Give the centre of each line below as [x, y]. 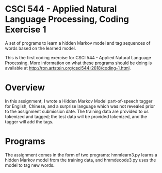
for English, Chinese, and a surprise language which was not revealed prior [80, 106]
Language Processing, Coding [67, 19]
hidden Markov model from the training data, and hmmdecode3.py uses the [81, 160]
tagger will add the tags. [29, 121]
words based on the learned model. [40, 48]
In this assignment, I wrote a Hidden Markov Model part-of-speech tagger [79, 101]
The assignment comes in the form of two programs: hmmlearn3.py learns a [81, 155]
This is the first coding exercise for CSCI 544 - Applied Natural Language [78, 57]
